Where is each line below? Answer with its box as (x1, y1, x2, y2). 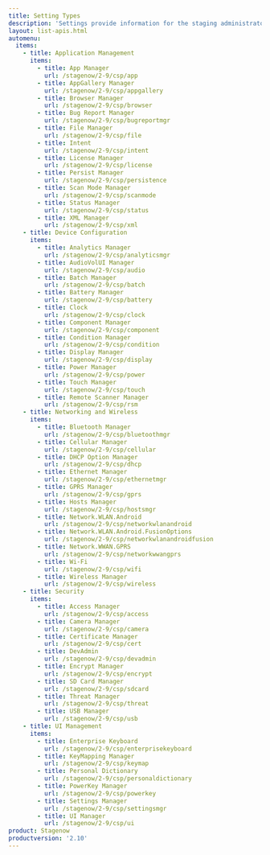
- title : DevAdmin (37, 647, 99, 656)
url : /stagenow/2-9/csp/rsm (43, 401, 138, 409)
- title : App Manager (37, 64, 110, 72)
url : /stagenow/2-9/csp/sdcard (43, 684, 149, 693)
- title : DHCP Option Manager (37, 453, 138, 461)
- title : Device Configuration (22, 228, 128, 237)
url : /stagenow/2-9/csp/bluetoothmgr (43, 430, 171, 438)
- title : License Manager (37, 154, 125, 162)
